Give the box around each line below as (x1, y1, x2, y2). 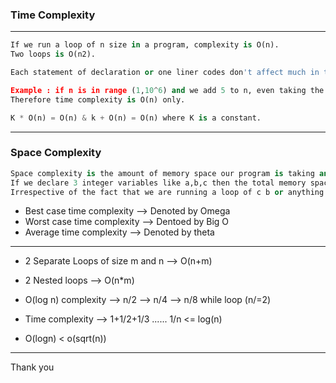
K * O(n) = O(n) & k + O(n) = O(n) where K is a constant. (10, 113, 262, 123)
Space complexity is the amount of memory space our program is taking (10, 168, 315, 178)
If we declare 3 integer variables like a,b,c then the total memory (10, 178, 307, 188)
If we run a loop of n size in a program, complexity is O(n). (10, 40, 280, 50)
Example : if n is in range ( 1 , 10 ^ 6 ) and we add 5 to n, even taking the (10, 85, 325, 95)
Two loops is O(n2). (10, 49, 97, 60)
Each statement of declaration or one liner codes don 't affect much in (10, 68, 320, 78)
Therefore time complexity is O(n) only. (10, 94, 186, 105)
